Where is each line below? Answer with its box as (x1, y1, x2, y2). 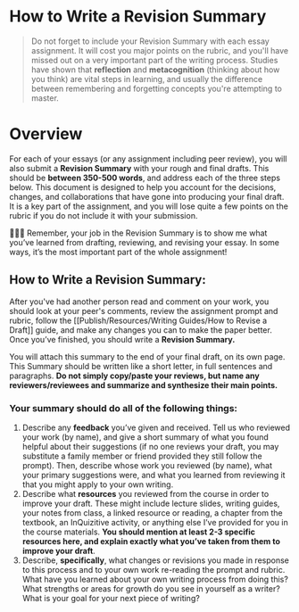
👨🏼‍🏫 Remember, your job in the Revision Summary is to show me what (9, 227, 268, 238)
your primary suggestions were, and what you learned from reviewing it (21, 469, 286, 480)
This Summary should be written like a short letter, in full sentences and (9, 360, 273, 371)
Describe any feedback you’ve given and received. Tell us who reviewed (21, 422, 291, 433)
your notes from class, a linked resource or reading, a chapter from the (21, 507, 283, 518)
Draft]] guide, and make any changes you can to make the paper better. (9, 324, 272, 335)
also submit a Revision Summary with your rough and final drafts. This (9, 162, 270, 173)
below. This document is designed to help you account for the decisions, (9, 181, 277, 193)
